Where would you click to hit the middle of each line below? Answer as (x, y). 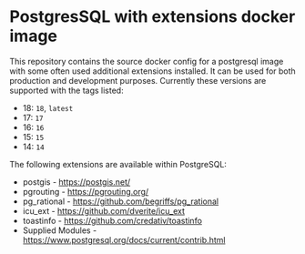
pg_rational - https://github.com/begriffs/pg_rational (121, 201)
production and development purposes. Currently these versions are (138, 80)
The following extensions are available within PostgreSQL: (118, 164)
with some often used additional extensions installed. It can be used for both (152, 71)
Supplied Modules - (60, 230)
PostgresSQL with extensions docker (152, 17)
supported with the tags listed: (67, 90)
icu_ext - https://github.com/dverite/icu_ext (103, 210)
